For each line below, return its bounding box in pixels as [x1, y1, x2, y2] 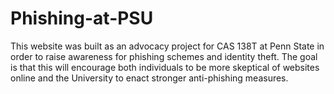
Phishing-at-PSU [10, 7, 154, 30]
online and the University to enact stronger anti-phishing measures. [10, 72, 289, 84]
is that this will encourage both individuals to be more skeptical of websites [10, 61, 320, 73]
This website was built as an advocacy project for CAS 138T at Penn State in [10, 40, 325, 52]
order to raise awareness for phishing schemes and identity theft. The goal [10, 50, 318, 62]
